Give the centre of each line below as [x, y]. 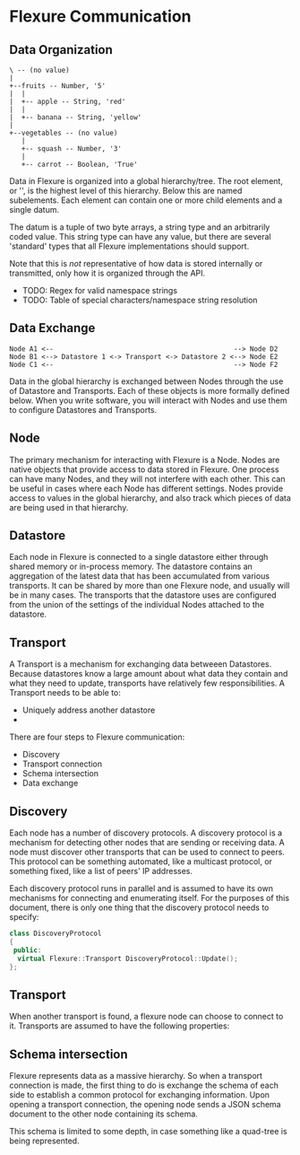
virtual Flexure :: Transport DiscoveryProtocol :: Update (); [128, 958]
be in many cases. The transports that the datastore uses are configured [143, 595]
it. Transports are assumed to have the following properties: [120, 1026]
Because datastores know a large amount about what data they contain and [149, 674]
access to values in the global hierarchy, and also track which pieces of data [150, 498]
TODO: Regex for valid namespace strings [99, 290]
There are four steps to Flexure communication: [97, 737]
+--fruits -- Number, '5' [57, 86]
